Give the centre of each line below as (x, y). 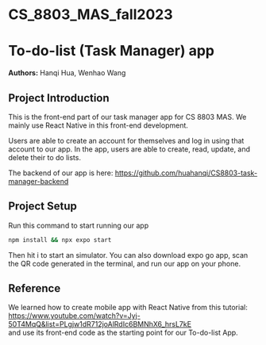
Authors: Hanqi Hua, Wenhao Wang (67, 73)
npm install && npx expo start (60, 240)
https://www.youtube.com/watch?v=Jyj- (74, 316)
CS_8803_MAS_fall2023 (91, 15)
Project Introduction (59, 98)
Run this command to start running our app (79, 225)
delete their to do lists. (45, 157)
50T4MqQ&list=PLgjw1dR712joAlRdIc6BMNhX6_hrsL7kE (100, 324)
